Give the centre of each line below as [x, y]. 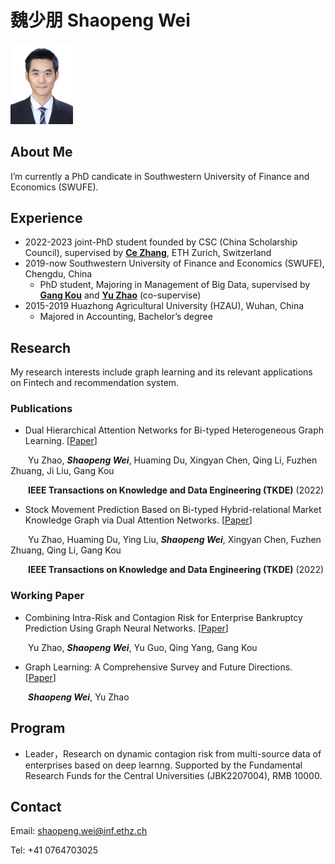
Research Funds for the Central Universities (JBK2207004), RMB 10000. [173, 775]
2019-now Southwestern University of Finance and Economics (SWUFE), [174, 263]
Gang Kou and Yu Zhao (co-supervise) [120, 295]
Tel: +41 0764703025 [54, 850]
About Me [41, 152]
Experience [46, 217]
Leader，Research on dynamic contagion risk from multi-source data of [173, 753]
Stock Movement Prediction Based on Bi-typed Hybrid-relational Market [173, 510]
